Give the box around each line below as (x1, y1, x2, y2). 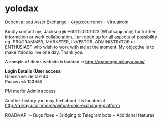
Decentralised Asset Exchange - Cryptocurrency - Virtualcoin (5, 19, 129, 25)
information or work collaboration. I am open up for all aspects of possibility (5, 34, 157, 40)
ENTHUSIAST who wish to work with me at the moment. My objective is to (5, 44, 155, 50)
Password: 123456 (5, 79, 42, 84)
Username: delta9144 (5, 73, 49, 79)
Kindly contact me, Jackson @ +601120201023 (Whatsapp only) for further (5, 28, 156, 34)
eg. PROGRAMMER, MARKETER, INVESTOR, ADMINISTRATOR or (5, 39, 136, 44)
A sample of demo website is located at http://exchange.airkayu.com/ (5, 59, 145, 64)
